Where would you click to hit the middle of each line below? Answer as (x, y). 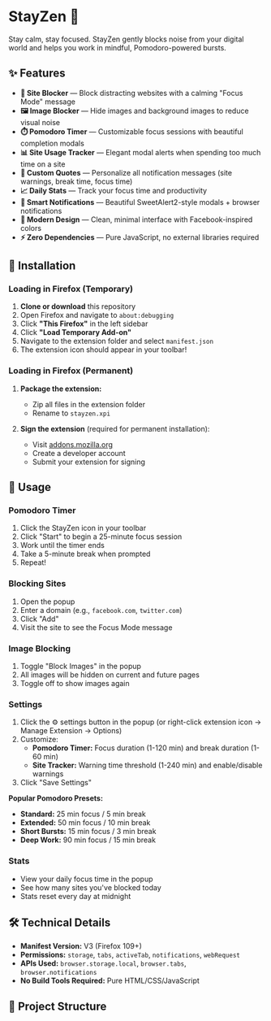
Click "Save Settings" (56, 783)
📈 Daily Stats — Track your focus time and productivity (114, 190)
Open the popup (47, 602)
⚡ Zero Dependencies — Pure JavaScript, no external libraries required (140, 237)
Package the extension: (61, 389)
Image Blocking (40, 648)
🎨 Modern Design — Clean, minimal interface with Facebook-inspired (136, 219)
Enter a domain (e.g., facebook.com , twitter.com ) (101, 610)
